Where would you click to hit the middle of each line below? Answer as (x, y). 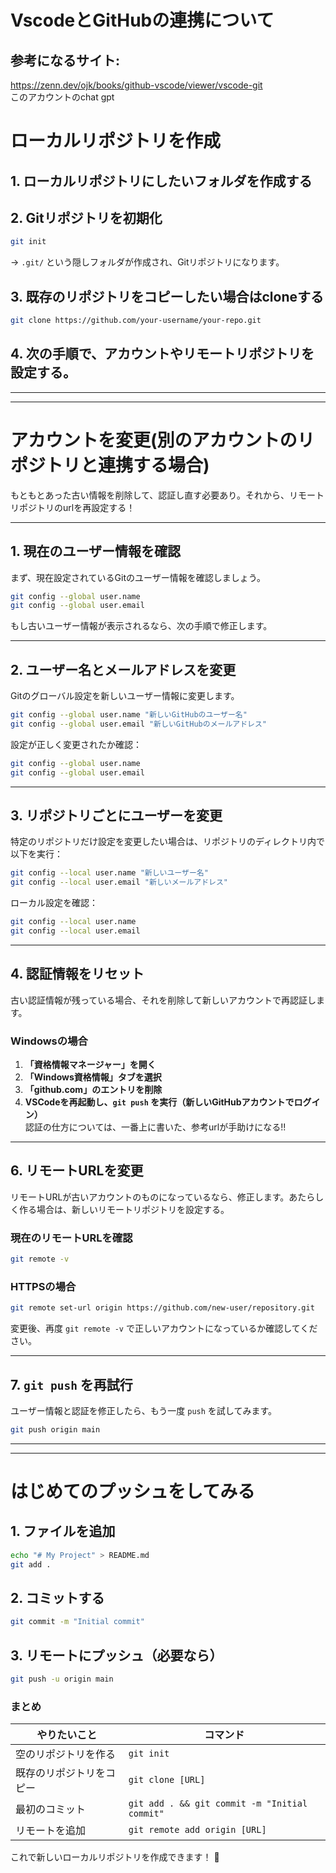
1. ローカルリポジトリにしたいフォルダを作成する (161, 181)
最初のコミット (51, 1809)
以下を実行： (36, 854)
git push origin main (55, 1429)
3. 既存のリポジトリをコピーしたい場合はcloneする (167, 296)
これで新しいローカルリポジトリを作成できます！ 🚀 (115, 1857)
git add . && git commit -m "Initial (218, 1804)
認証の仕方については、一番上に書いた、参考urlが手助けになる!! (155, 1127)
